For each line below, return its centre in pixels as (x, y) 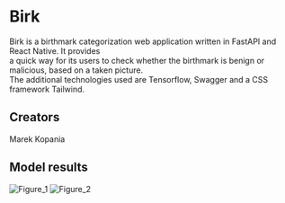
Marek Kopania (37, 139)
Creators (35, 117)
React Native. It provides (55, 50)
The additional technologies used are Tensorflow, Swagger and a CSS (139, 79)
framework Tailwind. (47, 89)
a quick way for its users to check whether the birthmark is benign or (137, 60)
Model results (49, 168)
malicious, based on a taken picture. (76, 70)
